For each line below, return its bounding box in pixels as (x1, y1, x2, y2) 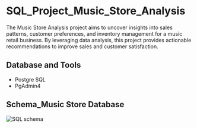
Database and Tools (6, 60, 81, 70)
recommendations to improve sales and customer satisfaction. (6, 43, 158, 50)
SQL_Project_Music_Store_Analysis (6, 4, 186, 18)
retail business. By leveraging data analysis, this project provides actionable (6, 36, 192, 43)
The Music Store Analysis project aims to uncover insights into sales (6, 24, 173, 31)
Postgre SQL (14, 76, 46, 83)
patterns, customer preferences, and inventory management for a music (6, 30, 183, 37)
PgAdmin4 (14, 82, 41, 89)
